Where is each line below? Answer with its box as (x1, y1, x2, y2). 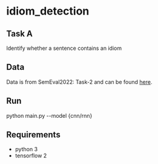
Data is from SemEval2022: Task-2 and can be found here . (6, 78, 153, 86)
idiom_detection (6, 4, 90, 18)
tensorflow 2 (15, 152, 47, 159)
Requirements (6, 129, 61, 140)
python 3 (15, 146, 38, 153)
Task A (6, 29, 33, 39)
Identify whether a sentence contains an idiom (6, 44, 122, 52)
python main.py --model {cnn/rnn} (6, 112, 93, 119)
